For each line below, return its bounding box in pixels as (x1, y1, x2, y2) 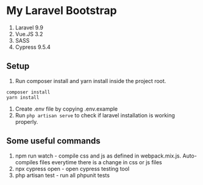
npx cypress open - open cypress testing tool (15, 165, 130, 172)
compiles (15, 158, 38, 165)
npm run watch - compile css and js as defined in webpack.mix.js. (15, 152, 182, 159)
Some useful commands (6, 136, 101, 147)
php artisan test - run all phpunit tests (15, 172, 110, 179)
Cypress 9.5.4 (15, 43, 51, 51)
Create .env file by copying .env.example (15, 105, 118, 112)
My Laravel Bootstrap (6, 4, 117, 18)
